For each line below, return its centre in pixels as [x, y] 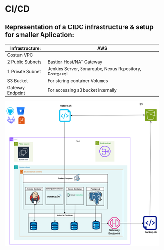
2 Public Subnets [24, 62]
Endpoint [16, 93]
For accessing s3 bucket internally [82, 90]
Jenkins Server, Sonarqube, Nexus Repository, [94, 69]
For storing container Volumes [78, 81]
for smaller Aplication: [40, 35]
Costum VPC [20, 55]
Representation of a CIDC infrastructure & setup [79, 27]
